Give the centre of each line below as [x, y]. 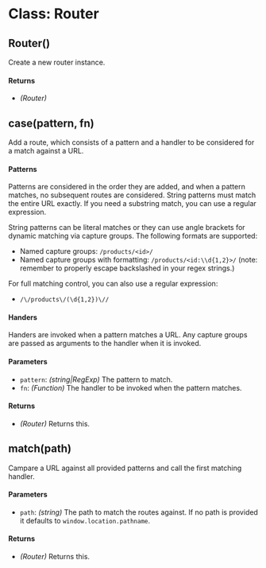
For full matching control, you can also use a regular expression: [113, 284]
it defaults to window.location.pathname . [85, 520]
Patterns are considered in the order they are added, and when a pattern [127, 187]
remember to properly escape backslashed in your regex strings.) [127, 268]
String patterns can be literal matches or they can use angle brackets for [127, 228]
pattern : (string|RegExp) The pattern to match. [96, 379]
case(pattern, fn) [51, 123]
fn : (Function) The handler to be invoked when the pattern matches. [131, 387]
